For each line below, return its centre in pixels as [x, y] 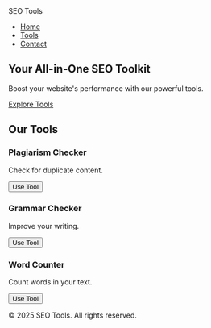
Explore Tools [31, 104]
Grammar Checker [45, 209]
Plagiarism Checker [48, 152]
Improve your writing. [44, 226]
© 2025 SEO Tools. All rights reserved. [72, 315]
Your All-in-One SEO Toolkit [79, 69]
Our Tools [33, 129]
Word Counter [37, 264]
